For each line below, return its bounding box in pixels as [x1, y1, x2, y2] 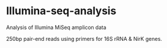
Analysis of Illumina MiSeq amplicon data [6, 24, 107, 31]
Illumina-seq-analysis [6, 4, 117, 18]
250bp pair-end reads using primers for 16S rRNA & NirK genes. [6, 35, 162, 42]
